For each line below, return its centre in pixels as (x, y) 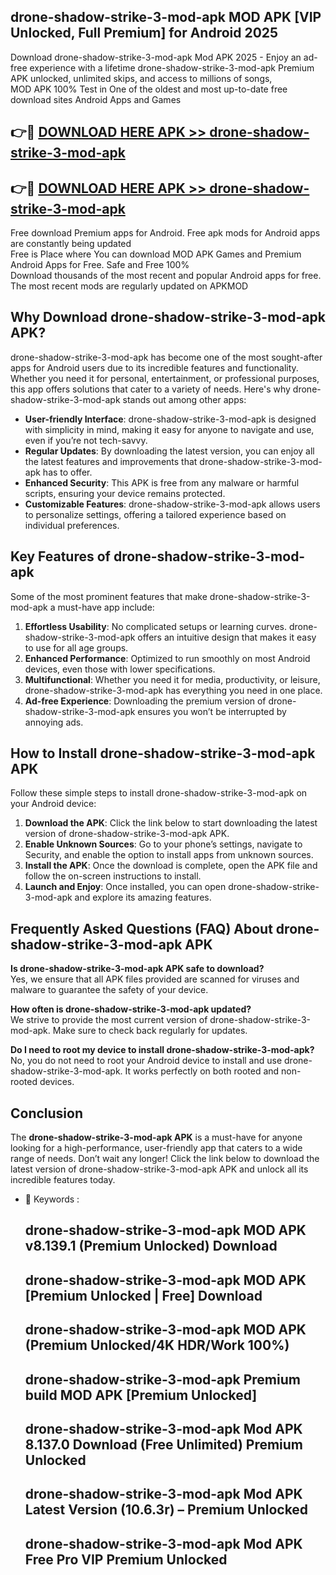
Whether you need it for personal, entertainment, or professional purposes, (165, 378)
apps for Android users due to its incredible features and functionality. (154, 367)
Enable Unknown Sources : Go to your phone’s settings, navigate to (163, 844)
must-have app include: (106, 607)
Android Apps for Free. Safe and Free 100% (100, 265)
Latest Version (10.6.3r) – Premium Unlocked (166, 1510)
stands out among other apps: (184, 399)
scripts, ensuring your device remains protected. (125, 493)
